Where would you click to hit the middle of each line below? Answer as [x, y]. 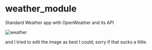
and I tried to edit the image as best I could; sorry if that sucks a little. [76, 42]
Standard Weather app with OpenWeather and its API [60, 22]
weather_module [41, 9]
